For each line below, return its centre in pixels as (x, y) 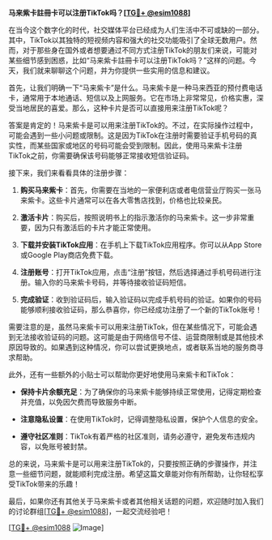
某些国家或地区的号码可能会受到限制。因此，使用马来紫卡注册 (139, 146)
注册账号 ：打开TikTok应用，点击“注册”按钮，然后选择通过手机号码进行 (137, 272)
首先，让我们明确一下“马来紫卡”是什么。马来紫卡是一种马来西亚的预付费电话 (136, 88)
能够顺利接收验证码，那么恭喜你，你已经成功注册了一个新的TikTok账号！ (141, 310)
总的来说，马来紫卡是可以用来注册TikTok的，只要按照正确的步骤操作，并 (130, 464)
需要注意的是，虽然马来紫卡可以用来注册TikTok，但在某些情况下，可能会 (130, 327)
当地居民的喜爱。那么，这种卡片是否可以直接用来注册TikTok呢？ (122, 108)
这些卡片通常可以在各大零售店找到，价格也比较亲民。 (137, 200)
